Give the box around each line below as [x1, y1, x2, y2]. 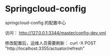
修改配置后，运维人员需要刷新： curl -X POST [5, 40, 96, 46]
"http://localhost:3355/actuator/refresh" [5, 45, 85, 51]
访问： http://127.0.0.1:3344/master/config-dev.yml [5, 30, 107, 35]
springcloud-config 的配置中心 [5, 20, 66, 25]
